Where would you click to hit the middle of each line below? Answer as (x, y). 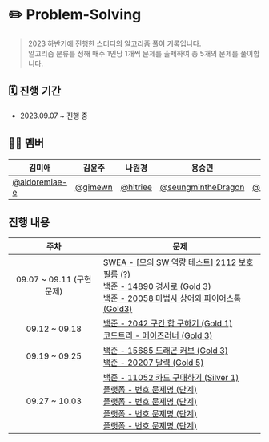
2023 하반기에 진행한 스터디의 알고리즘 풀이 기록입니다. (114, 43)
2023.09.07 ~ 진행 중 (54, 116)
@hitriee (136, 187)
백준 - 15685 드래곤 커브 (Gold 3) (165, 351)
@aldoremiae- (40, 182)
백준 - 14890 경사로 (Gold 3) (157, 286)
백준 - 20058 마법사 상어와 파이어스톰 (172, 298)
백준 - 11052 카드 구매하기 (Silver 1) (171, 378)
